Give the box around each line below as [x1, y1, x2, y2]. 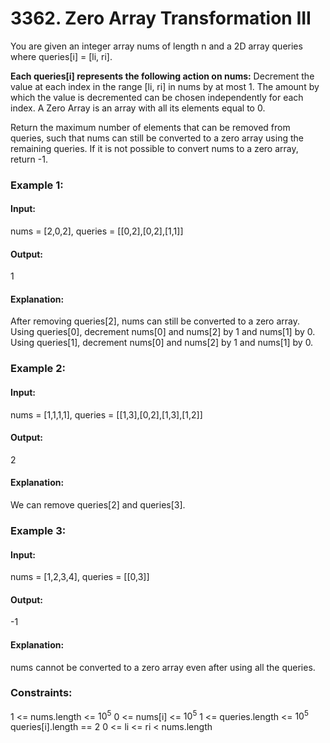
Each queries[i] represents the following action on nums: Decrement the [10, 70, 315, 82]
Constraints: [10, 686, 73, 700]
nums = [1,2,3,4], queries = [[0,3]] [10, 571, 150, 583]
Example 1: [10, 178, 64, 192]
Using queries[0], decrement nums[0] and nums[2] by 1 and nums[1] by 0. [10, 326, 316, 338]
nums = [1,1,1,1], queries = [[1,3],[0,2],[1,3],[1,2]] [10, 408, 203, 421]
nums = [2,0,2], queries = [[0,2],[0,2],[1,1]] [10, 225, 184, 237]
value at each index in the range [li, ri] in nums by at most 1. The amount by [10, 80, 320, 92]
